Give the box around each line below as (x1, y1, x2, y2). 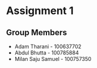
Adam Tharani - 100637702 (14, 43, 82, 50)
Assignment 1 (6, 4, 74, 18)
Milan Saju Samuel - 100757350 (14, 56, 92, 62)
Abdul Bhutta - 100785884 (14, 49, 79, 56)
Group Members (6, 28, 68, 38)
